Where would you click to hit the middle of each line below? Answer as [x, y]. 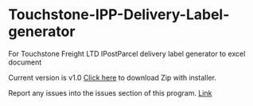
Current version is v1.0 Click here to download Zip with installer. [113, 77]
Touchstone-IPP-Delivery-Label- [119, 15]
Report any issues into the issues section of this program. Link [110, 92]
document [25, 62]
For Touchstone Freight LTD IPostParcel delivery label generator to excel [127, 53]
